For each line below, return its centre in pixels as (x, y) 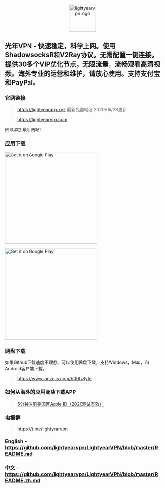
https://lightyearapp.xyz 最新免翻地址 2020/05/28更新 (72, 109)
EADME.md (19, 454)
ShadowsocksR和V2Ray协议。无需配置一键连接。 (82, 55)
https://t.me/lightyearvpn (42, 429)
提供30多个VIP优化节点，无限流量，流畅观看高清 (79, 64)
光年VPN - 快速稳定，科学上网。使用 (60, 46)
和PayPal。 (22, 83)
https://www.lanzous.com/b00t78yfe (54, 379)
